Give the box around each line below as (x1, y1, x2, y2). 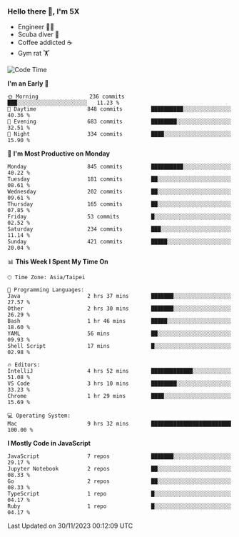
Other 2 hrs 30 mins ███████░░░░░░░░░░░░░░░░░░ (7, 305, 232, 313)
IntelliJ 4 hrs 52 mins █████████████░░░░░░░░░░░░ (7, 368, 232, 375)
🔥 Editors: (7, 361, 41, 368)
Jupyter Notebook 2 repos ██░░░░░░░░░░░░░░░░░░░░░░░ (7, 466, 232, 473)
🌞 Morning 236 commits (7, 93, 125, 101)
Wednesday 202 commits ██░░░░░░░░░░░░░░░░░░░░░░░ (7, 189, 232, 196)
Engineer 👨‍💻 (17, 23, 55, 31)
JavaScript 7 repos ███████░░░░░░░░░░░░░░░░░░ (7, 453, 232, 460)
